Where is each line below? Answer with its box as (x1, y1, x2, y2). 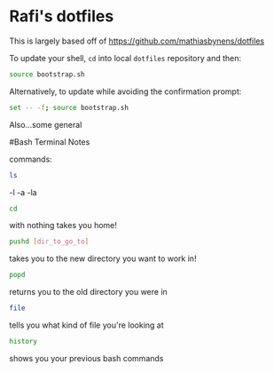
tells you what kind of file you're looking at (9, 320, 164, 330)
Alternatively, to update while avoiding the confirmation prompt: (9, 86, 242, 97)
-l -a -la (9, 186, 37, 197)
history (9, 337, 38, 346)
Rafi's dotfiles (9, 6, 114, 27)
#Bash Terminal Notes (9, 136, 90, 147)
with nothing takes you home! (9, 220, 118, 231)
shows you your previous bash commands (9, 352, 164, 363)
